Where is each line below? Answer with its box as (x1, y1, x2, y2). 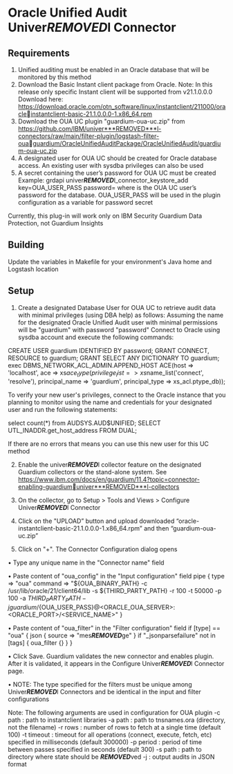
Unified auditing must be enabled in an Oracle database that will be (17, 66, 209, 74)
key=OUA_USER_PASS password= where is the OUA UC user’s (17, 184, 196, 191)
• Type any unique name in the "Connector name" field (8, 558, 165, 567)
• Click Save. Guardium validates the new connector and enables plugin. (8, 652, 214, 660)
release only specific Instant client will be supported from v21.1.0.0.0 (17, 88, 213, 96)
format (8, 760, 27, 768)
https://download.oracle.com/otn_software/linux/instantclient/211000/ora (17, 103, 226, 110)
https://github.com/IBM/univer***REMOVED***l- (17, 125, 162, 132)
